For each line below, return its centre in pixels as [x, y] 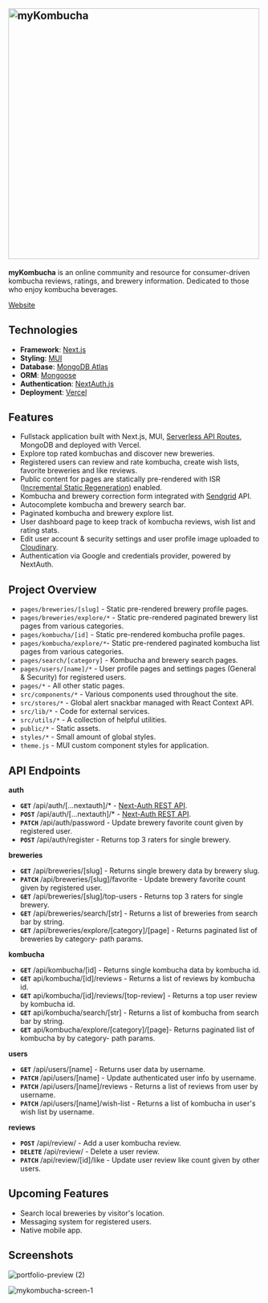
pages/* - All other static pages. [72, 686]
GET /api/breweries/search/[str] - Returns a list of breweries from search [139, 913]
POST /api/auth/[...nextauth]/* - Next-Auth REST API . [105, 814]
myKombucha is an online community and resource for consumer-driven [129, 272]
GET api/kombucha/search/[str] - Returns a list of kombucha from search [139, 1013]
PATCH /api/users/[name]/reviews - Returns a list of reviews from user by [139, 1086]
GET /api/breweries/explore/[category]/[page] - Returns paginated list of [139, 931]
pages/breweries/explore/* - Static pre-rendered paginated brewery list [139, 618]
